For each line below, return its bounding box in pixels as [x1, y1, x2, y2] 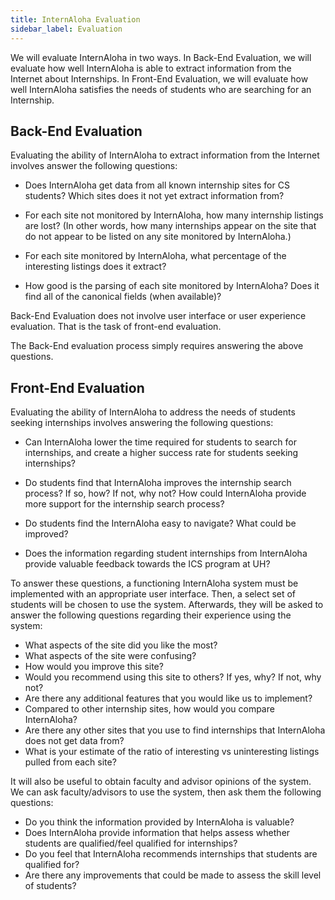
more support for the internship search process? [24, 498, 225, 510]
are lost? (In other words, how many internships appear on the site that [24, 220, 317, 232]
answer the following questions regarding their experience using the [10, 609, 292, 621]
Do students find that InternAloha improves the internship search [24, 477, 292, 489]
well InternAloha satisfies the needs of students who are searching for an [10, 83, 312, 95]
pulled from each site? [24, 756, 117, 768]
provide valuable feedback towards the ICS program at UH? [24, 558, 271, 570]
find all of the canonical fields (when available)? [24, 291, 222, 303]
